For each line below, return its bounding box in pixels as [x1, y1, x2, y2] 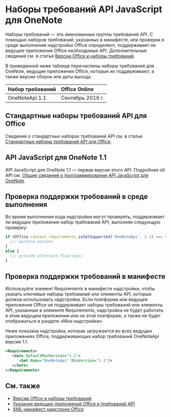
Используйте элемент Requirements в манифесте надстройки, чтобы [5, 286, 155, 292]
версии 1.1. [5, 339, 28, 345]
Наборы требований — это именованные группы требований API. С [5, 31, 153, 37]
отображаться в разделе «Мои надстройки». [5, 318, 103, 324]
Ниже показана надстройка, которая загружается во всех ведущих [5, 328, 153, 334]
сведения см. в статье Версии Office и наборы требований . [5, 52, 135, 59]
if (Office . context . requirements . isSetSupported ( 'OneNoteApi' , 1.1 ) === [5, 234, 163, 240]
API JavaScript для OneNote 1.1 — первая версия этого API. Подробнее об [5, 166, 165, 173]
